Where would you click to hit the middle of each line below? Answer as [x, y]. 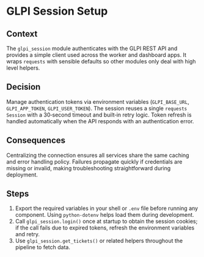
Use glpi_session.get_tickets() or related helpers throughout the [99, 241]
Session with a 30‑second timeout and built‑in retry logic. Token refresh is [99, 115]
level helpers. [23, 68]
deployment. [22, 175]
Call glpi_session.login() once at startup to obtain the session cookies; [106, 222]
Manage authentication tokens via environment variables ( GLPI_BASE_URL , [98, 101]
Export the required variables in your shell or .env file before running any [107, 208]
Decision [24, 87]
